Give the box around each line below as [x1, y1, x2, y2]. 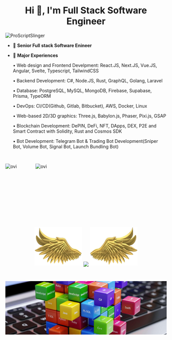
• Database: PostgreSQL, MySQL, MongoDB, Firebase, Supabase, [12, 87, 152, 94]
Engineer [66, 15, 106, 27]
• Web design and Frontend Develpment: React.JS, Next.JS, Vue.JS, [12, 62, 157, 68]
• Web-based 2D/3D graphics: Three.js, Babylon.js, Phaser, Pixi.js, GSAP [12, 113, 166, 119]
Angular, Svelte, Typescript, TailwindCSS [12, 68, 99, 74]
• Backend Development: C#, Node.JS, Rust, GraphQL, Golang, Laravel [12, 77, 163, 83]
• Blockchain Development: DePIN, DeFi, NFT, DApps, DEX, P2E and [12, 122, 157, 129]
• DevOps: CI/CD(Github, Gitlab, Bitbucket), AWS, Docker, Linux [12, 102, 147, 109]
